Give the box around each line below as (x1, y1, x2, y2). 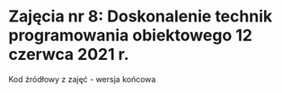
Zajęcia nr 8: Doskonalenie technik (8, 6, 273, 27)
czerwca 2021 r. (8, 45, 129, 64)
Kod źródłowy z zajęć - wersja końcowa (8, 73, 156, 84)
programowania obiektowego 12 (8, 25, 253, 46)
